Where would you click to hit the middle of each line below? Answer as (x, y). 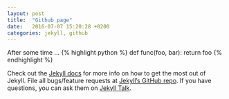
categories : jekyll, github (48, 33)
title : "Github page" (40, 20)
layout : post (26, 13)
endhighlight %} (30, 60)
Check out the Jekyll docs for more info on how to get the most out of (107, 73)
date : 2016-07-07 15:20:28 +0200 (58, 26)
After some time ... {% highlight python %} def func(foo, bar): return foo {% (115, 53)
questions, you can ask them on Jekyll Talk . (70, 88)
